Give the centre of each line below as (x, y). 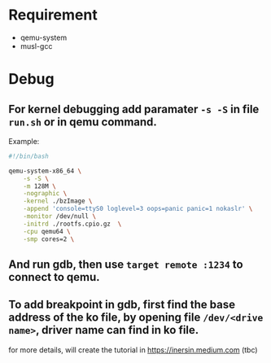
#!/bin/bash (28, 156)
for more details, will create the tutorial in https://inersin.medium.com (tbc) (133, 350)
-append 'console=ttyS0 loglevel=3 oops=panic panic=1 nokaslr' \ (138, 209)
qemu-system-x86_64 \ (45, 171)
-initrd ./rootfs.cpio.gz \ (72, 224)
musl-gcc (36, 46)
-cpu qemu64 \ (47, 231)
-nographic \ (45, 194)
